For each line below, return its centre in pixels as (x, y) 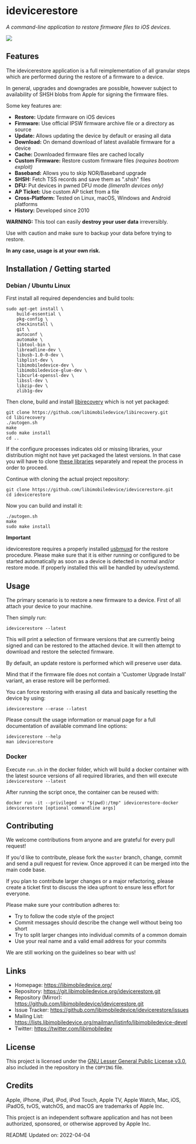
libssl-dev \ (32, 381)
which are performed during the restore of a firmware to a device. (85, 77)
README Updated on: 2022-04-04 (48, 1135)
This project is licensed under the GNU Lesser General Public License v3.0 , (96, 1061)
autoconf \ (30, 335)
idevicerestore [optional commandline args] (61, 808)
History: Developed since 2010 (52, 210)
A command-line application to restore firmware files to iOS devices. (88, 27)
